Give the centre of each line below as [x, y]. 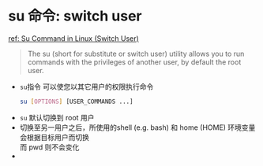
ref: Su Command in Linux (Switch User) [74, 38]
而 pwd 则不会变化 [49, 147]
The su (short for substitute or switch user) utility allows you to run [136, 53]
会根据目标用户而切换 [54, 137]
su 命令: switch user [75, 16]
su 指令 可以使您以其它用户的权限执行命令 [86, 87]
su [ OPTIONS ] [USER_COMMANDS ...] [76, 101]
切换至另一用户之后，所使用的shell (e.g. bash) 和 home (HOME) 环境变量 [137, 127]
